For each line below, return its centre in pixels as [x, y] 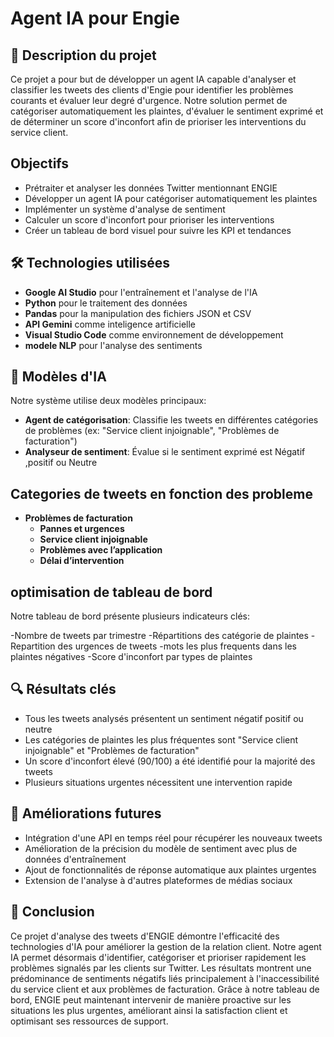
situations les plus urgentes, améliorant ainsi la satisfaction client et [149, 1010]
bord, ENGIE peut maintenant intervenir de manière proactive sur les [151, 999]
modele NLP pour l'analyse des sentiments [113, 345]
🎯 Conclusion [52, 912]
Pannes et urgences [82, 529]
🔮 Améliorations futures [86, 813]
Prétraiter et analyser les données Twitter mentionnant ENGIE [151, 188]
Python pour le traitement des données [106, 303]
